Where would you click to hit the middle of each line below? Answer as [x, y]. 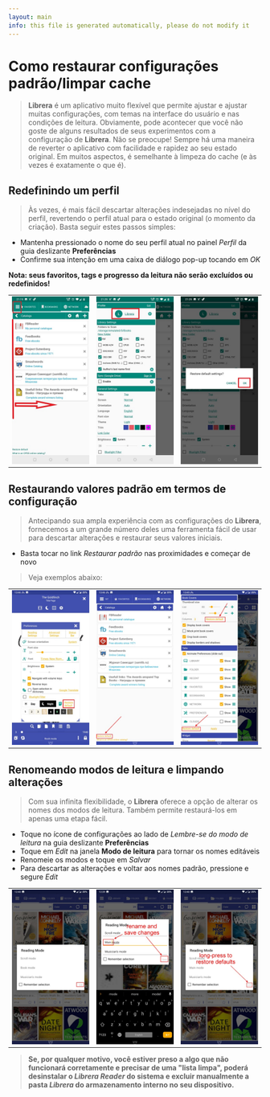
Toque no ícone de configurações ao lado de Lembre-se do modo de [134, 834]
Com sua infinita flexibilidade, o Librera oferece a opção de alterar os [143, 802]
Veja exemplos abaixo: [65, 577]
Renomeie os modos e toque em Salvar [85, 860]
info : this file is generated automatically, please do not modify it [129, 25]
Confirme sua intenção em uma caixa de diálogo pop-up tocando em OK [140, 260]
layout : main [30, 17]
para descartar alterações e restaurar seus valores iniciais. [125, 538]
